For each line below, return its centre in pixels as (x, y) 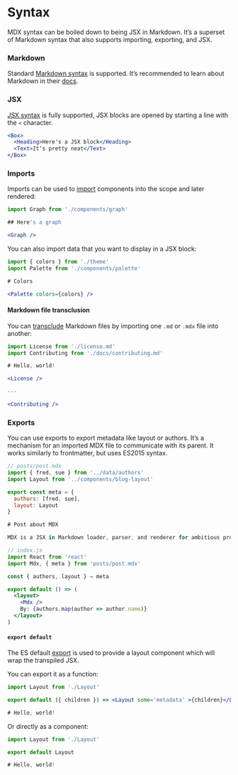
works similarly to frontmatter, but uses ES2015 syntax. (87, 453)
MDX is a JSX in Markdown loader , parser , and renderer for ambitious (114, 538)
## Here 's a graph (34, 222)
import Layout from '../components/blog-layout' (80, 479)
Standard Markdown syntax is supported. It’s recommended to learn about (116, 74)
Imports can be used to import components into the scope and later (106, 189)
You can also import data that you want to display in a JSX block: (102, 249)
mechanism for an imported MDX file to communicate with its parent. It (110, 445)
